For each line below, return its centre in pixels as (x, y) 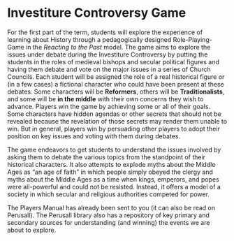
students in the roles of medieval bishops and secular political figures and (114, 61)
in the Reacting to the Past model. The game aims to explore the (118, 47)
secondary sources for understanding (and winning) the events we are (109, 222)
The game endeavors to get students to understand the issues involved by (114, 149)
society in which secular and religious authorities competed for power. (108, 194)
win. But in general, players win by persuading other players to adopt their (114, 129)
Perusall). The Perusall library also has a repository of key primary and (108, 215)
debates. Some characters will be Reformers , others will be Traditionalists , (116, 92)
